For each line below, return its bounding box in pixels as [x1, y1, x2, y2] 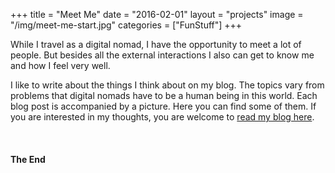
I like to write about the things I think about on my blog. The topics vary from [10, 79, 325, 91]
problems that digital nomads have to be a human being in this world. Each [10, 90, 318, 101]
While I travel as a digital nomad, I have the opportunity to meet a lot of [10, 39, 302, 50]
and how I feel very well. [10, 60, 111, 71]
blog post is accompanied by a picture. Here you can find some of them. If [10, 100, 317, 112]
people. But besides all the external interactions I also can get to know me [10, 49, 315, 61]
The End [10, 153, 46, 165]
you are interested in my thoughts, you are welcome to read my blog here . [10, 111, 315, 123]
